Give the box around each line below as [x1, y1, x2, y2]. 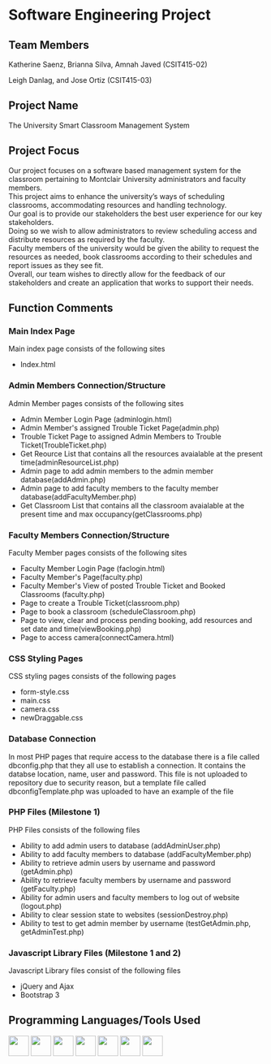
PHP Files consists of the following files [8, 824, 140, 834]
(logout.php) [19, 901, 62, 910]
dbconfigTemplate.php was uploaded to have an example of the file [8, 786, 234, 796]
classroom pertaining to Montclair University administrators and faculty [8, 174, 246, 184]
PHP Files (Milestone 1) [8, 807, 101, 818]
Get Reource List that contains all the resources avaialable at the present [19, 448, 264, 458]
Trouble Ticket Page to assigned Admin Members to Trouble [19, 431, 222, 441]
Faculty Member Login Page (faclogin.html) [19, 563, 166, 573]
